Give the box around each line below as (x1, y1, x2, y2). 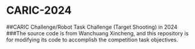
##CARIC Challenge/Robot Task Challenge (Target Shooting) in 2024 (6, 23, 178, 30)
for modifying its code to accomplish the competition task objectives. (6, 36, 178, 43)
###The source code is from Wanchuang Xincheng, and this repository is (6, 29, 189, 36)
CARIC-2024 (6, 4, 72, 17)
